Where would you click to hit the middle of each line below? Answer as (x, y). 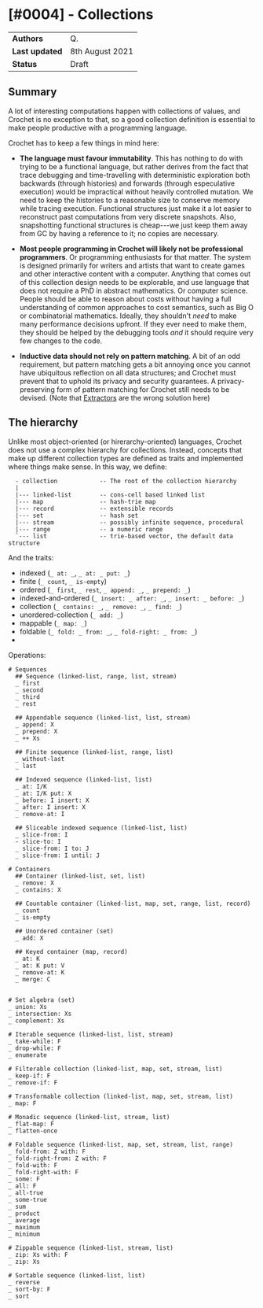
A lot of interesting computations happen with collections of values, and (124, 111)
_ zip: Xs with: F (38, 1254)
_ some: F (24, 1179)
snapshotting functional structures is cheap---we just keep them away (133, 225)
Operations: (27, 655)
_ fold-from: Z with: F (47, 1151)
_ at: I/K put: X (44, 793)
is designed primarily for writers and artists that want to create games (132, 265)
